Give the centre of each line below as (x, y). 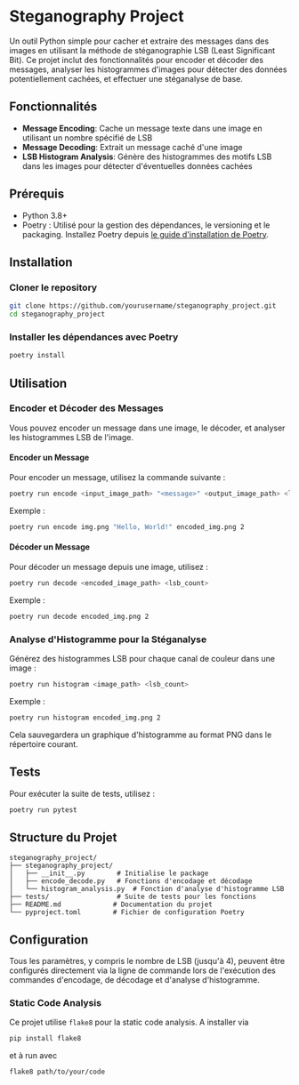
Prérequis (37, 194)
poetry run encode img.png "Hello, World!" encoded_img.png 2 (127, 526)
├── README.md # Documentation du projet (111, 904)
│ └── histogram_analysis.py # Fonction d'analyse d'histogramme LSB (147, 889)
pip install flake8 (45, 1039)
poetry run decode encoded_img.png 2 (79, 616)
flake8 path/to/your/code (57, 1072)
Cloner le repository (53, 287)
